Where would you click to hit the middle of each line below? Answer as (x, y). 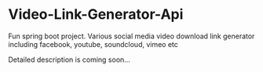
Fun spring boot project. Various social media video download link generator (131, 36)
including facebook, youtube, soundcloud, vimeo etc (93, 44)
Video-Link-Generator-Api (96, 14)
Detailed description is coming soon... (69, 59)
